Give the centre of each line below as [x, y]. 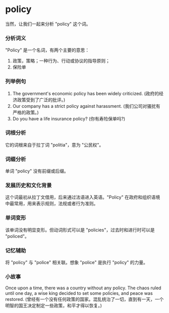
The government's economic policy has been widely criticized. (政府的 [86, 93]
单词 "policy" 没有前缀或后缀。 [37, 171]
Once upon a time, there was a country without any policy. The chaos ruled [83, 288]
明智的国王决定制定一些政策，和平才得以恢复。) [54, 305]
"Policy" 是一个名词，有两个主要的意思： [47, 50]
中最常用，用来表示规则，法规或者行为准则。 [52, 204]
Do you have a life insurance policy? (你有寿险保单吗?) [69, 118]
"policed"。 [17, 236]
